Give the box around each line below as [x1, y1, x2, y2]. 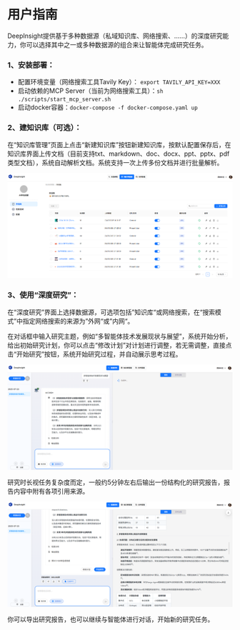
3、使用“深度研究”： [7, 290, 79, 300]
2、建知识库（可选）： [7, 123, 82, 133]
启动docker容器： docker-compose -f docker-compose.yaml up [17, 103, 198, 111]
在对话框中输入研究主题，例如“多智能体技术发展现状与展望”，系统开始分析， [7, 331, 232, 340]
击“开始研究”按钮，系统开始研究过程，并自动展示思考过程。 [7, 349, 182, 358]
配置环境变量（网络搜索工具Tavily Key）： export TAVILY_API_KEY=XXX [17, 78, 221, 86]
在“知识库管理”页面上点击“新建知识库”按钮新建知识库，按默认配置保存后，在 [7, 140, 231, 149]
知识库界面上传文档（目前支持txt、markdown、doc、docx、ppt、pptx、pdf [7, 149, 230, 158]
